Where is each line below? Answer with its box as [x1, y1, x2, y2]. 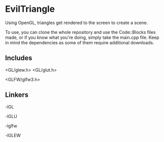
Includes [5, 54, 33, 62]
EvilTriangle [5, 3, 55, 15]
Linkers [5, 91, 29, 99]
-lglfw [5, 123, 17, 129]
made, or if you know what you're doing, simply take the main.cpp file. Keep [5, 34, 160, 40]
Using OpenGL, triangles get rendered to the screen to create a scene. [5, 20, 148, 26]
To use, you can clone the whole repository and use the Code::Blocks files [5, 29, 156, 35]
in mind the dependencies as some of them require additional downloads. [5, 39, 154, 45]
